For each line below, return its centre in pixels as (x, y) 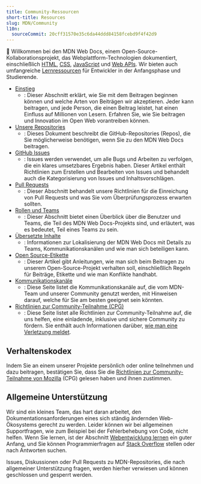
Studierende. (22, 77)
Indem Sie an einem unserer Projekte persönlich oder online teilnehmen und (100, 365)
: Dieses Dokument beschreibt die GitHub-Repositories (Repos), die (107, 134)
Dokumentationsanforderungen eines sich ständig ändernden (82, 418)
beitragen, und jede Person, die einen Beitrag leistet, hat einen (101, 108)
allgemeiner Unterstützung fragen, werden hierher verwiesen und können (97, 468)
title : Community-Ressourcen (43, 12)
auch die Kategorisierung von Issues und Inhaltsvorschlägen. (99, 178)
